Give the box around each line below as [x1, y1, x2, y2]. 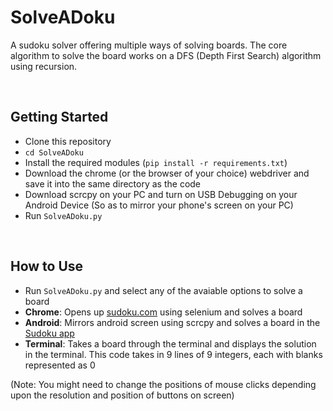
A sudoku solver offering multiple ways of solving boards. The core [10, 39, 288, 51]
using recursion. [10, 60, 78, 72]
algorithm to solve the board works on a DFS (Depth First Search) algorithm [10, 49, 322, 61]
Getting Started [10, 109, 109, 126]
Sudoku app [24, 327, 75, 339]
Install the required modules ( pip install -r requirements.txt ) [24, 156, 288, 168]
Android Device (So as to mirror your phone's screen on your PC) [24, 199, 294, 211]
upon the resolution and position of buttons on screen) [10, 389, 235, 401]
